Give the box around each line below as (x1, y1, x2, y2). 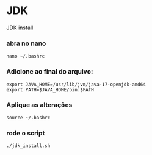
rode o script (6, 129, 45, 137)
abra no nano (6, 39, 46, 48)
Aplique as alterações (6, 100, 73, 109)
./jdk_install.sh (6, 143, 51, 149)
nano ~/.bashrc (6, 53, 45, 59)
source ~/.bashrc (6, 115, 51, 121)
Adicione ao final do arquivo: (6, 67, 93, 76)
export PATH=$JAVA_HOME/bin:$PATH (6, 86, 95, 93)
